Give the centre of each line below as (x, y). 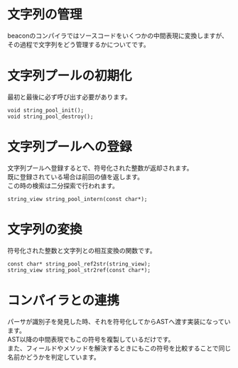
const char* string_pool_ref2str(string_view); (79, 264)
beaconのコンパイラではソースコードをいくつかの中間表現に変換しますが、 (118, 36)
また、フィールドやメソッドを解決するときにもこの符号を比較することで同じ (119, 348)
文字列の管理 (45, 15)
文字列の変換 (45, 229)
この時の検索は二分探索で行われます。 (63, 185)
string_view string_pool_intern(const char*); (77, 199)
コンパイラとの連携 (63, 300)
